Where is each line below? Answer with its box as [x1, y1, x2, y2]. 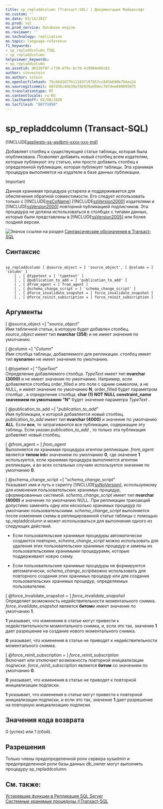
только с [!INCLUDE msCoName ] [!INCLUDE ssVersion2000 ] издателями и [5, 198, 155, 204]
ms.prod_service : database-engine [5, 25, 76, 30]
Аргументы [5, 308, 43, 316]
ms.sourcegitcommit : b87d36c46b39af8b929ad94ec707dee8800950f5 [5, 84, 136, 89]
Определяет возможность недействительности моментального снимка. [5, 598, 156, 604]
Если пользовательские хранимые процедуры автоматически [12, 532, 142, 538]
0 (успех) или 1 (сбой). [5, 729, 52, 735]
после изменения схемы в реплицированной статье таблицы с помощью [5, 513, 158, 519]
